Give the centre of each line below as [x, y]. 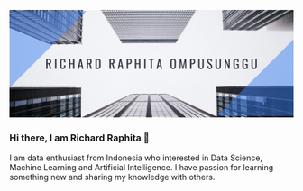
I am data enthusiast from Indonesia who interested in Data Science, [136, 158]
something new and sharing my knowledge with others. [112, 177]
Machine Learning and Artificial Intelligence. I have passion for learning [142, 167]
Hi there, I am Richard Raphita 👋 [80, 138]
